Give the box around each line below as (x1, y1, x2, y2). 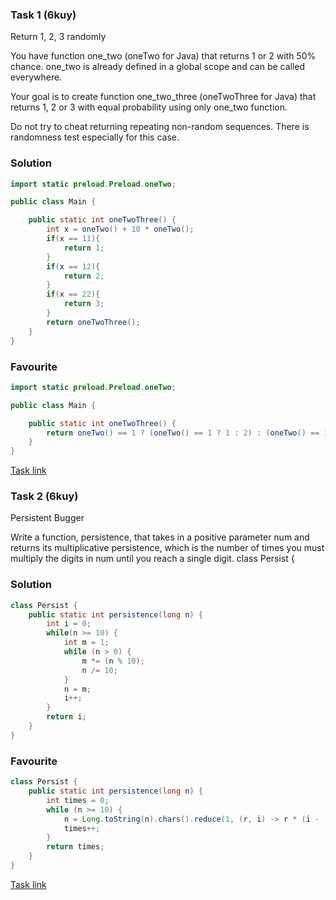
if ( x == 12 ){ (46, 261, 101, 272)
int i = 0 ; (46, 619, 92, 629)
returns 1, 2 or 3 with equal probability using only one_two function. (10, 101, 288, 113)
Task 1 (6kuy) (10, 8, 77, 22)
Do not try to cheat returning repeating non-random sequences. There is (10, 121, 310, 133)
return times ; (46, 842, 105, 852)
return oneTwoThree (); (46, 317, 141, 327)
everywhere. (10, 71, 63, 83)
